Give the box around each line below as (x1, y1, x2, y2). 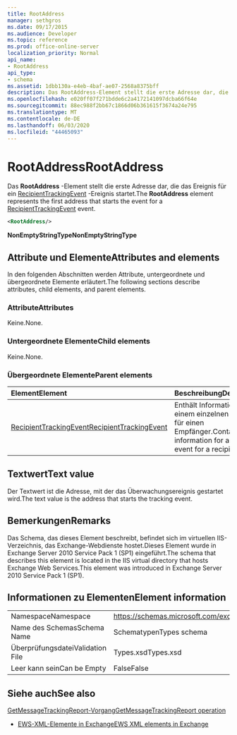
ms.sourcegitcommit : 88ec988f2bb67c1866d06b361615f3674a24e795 (7, 102, 197, 109)
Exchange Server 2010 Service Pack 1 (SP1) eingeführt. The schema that (7, 548, 217, 557)
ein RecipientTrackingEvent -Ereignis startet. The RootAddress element (7, 190, 214, 198)
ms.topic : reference (7, 37, 68, 44)
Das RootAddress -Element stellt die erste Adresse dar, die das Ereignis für (7, 182, 227, 190)
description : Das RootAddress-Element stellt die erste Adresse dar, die (7, 89, 229, 96)
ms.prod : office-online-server (7, 43, 99, 50)
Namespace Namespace (11, 612, 91, 621)
